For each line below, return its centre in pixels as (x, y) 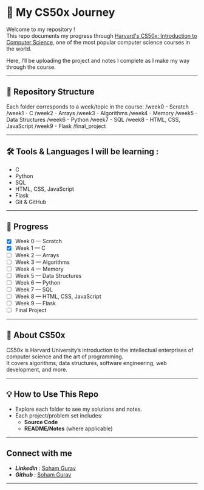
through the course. (31, 67)
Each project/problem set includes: (59, 415)
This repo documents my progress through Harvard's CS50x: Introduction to (102, 35)
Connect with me (39, 453)
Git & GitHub (31, 202)
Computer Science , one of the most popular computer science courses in (98, 42)
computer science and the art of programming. (65, 357)
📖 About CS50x (36, 336)
